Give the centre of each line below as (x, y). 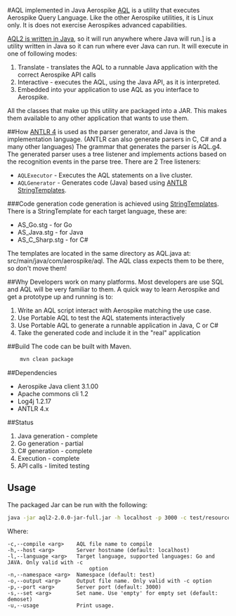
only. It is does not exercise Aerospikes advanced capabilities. (97, 25)
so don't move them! (37, 268)
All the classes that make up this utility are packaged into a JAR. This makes (117, 111)
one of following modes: (42, 53)
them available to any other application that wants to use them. (98, 118)
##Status (20, 422)
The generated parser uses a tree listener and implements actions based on (117, 154)
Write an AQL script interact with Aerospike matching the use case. (114, 310)
